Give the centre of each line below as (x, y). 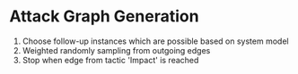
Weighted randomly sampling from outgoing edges (116, 50)
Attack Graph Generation (104, 16)
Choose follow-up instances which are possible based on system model (155, 41)
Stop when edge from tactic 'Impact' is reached (110, 60)
